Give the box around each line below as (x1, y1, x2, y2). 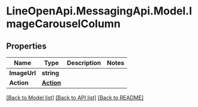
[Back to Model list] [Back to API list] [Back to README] (6, 94, 144, 101)
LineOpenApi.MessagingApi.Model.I (6, 4, 193, 18)
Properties (6, 41, 47, 51)
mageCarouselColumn (6, 17, 121, 31)
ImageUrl (9, 69, 36, 77)
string (41, 69, 59, 77)
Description (67, 59, 101, 67)
